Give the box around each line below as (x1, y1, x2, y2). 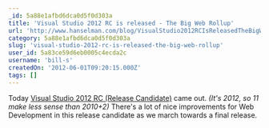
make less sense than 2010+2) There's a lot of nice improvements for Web (8, 102, 255, 111)
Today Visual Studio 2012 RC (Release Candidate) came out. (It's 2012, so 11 (8, 93, 259, 102)
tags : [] (8, 71, 38, 79)
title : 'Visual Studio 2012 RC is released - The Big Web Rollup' (8, 19, 235, 27)
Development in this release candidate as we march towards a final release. (8, 110, 258, 120)
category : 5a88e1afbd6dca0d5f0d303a (8, 34, 130, 42)
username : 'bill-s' (8, 57, 74, 65)
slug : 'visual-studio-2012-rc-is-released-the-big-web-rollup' (8, 42, 224, 50)
